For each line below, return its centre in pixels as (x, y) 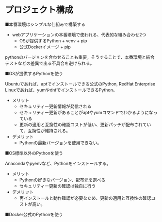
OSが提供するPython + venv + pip (53, 41)
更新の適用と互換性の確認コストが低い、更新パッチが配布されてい (85, 124)
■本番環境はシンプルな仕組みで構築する (45, 24)
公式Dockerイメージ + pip (45, 47)
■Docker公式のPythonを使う (34, 214)
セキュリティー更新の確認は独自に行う (57, 186)
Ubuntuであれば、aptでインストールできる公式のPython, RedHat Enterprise (80, 84)
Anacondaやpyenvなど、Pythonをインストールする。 (58, 163)
